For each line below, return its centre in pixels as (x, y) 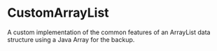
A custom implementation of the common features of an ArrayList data (109, 32)
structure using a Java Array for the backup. (71, 39)
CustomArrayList (58, 13)
